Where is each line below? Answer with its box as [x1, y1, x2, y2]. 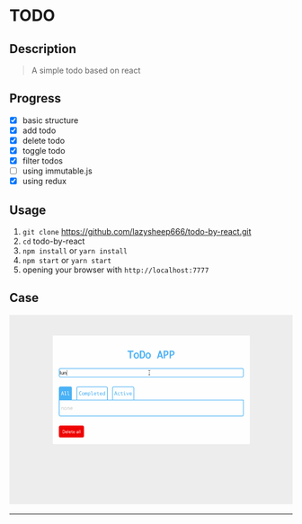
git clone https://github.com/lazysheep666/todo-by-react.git [22, 226, 252, 237]
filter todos [22, 155, 63, 166]
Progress [9, 91, 61, 106]
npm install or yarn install [22, 245, 128, 256]
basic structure [22, 114, 79, 126]
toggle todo [22, 146, 66, 155]
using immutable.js [22, 165, 93, 176]
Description [9, 41, 76, 57]
